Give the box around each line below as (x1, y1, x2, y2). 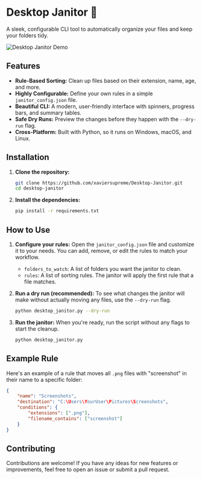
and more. (14, 83, 41, 90)
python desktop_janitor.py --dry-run (14, 308, 110, 314)
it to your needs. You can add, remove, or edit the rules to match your (14, 247, 188, 254)
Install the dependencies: (14, 196, 80, 204)
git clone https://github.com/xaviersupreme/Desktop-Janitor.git (14, 180, 183, 186)
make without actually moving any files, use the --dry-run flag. (14, 296, 172, 303)
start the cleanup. (14, 325, 59, 332)
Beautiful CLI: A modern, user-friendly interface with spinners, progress (14, 103, 195, 110)
